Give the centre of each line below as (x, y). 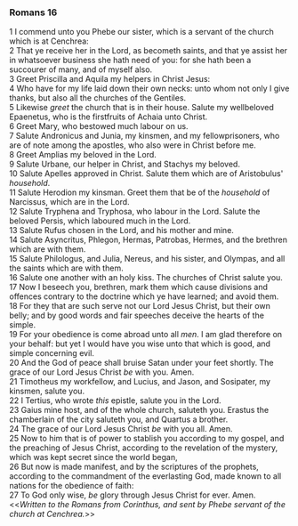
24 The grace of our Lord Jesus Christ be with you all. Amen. (121, 429)
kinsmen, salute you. (47, 391)
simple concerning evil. (52, 353)
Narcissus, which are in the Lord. (70, 202)
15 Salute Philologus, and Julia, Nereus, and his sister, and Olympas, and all (147, 259)
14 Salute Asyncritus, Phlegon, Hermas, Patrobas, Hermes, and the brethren (148, 240)
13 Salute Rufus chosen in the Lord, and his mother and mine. (121, 231)
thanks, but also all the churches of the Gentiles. (98, 98)
